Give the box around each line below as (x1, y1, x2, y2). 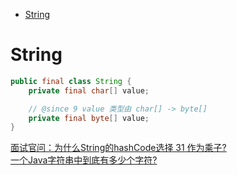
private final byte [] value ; (28, 113, 150, 123)
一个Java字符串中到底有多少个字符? (10, 154, 158, 166)
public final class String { (10, 76, 132, 86)
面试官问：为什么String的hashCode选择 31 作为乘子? (10, 142, 227, 154)
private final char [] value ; (28, 85, 150, 96)
